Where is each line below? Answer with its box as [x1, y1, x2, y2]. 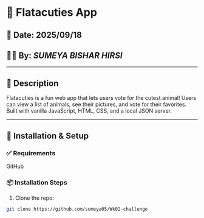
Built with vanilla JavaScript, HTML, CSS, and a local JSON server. [6, 107, 172, 114]
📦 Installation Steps [6, 178, 68, 186]
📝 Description [6, 78, 59, 88]
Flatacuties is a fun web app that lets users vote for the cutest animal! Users [6, 94, 197, 102]
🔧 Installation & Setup [6, 130, 89, 141]
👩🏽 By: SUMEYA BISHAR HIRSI [6, 50, 123, 60]
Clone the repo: [15, 194, 55, 202]
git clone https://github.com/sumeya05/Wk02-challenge [6, 206, 148, 213]
